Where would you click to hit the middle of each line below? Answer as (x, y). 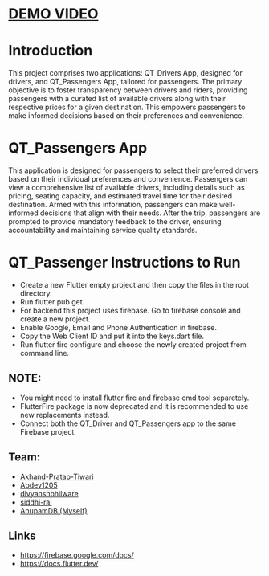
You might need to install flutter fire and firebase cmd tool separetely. (134, 398)
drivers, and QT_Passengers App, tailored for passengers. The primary (125, 82)
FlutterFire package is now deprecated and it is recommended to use (134, 406)
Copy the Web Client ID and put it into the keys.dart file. (112, 336)
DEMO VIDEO (53, 14)
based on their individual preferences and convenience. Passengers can (128, 179)
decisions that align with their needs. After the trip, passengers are (150, 213)
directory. (36, 293)
